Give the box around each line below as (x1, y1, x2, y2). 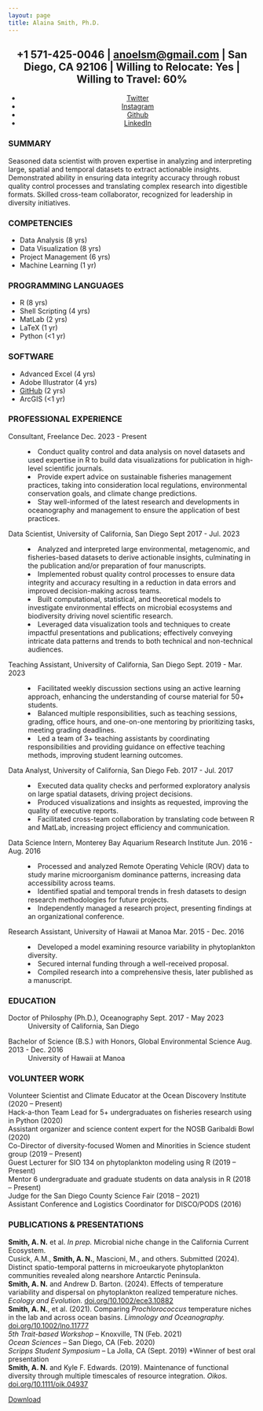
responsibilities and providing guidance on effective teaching (27, 741, 225, 752)
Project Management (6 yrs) (19, 252, 111, 261)
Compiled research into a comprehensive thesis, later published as (38, 967, 254, 977)
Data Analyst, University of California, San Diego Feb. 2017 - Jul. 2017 (8, 765, 234, 775)
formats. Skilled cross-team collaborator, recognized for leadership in (8, 190, 233, 199)
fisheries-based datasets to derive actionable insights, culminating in (27, 552, 251, 562)
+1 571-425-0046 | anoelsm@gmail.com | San (16, 48, 247, 61)
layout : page (8, 11, 51, 20)
